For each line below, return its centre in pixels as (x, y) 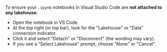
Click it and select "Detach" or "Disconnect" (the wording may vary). (84, 38)
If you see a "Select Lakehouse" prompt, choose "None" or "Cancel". (84, 44)
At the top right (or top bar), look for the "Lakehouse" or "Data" (78, 28)
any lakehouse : (21, 13)
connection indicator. (35, 33)
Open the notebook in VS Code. (46, 22)
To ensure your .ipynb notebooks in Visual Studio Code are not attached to (84, 7)
